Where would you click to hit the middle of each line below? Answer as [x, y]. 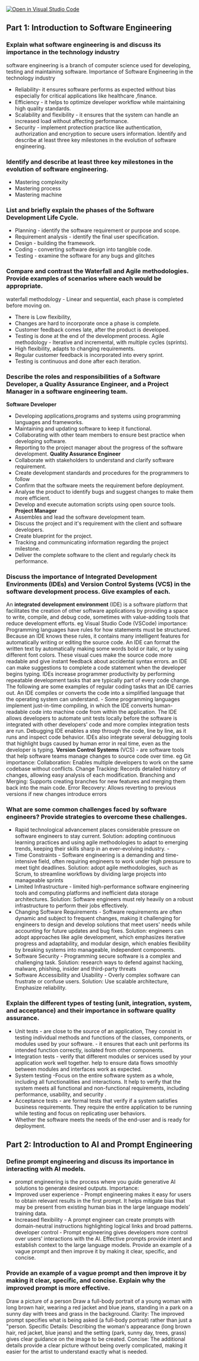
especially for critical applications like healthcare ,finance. [86, 96]
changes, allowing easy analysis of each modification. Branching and [91, 775]
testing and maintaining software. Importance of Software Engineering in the [99, 71]
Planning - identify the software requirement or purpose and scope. [97, 231]
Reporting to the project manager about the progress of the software [99, 447]
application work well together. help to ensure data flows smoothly [96, 1062]
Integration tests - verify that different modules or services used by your [103, 1056]
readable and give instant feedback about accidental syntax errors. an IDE [97, 661]
